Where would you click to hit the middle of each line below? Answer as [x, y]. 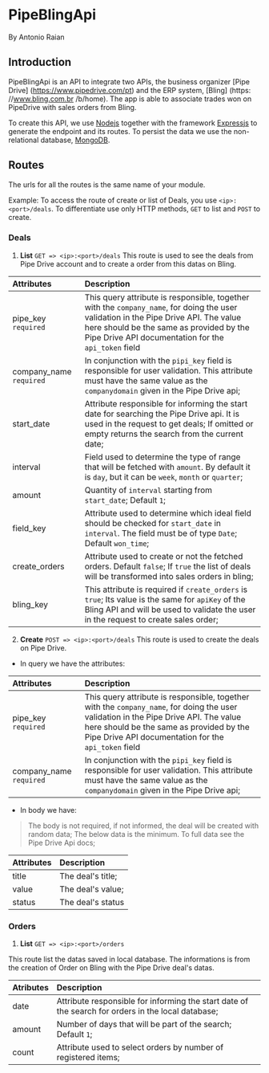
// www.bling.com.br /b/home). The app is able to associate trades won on [130, 99]
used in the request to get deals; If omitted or [169, 423]
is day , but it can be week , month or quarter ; [163, 477]
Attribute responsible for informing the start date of [153, 1002]
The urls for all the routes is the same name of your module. [107, 184]
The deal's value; [92, 889]
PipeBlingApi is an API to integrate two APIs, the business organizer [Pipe [129, 81]
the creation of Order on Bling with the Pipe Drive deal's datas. [111, 968]
